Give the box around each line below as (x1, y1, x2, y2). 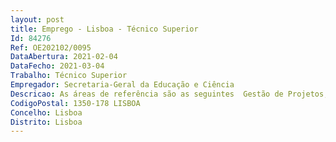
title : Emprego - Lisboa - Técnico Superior (10, 24, 199, 34)
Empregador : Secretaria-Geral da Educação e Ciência (10, 80, 235, 90)
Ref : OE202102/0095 (10, 42, 92, 53)
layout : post (10, 14, 65, 25)
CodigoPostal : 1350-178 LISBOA (10, 98, 141, 108)
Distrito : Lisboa (10, 117, 83, 127)
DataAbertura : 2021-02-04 (10, 52, 118, 62)
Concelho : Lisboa (10, 107, 83, 118)
